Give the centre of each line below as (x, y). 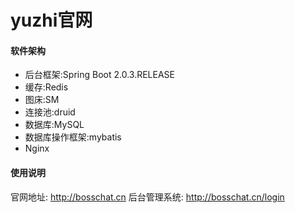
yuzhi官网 (51, 20)
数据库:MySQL (54, 125)
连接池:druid (50, 112)
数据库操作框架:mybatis (73, 137)
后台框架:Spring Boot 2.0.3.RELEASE (99, 75)
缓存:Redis (46, 87)
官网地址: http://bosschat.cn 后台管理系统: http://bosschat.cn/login (147, 197)
